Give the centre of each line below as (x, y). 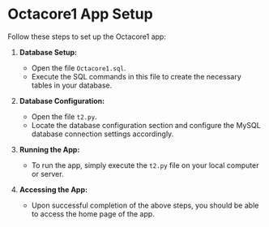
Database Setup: (48, 52)
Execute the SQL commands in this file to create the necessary (137, 76)
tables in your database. (72, 85)
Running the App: (49, 149)
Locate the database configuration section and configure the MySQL (146, 125)
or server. (47, 173)
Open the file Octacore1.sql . (79, 68)
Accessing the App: (53, 189)
